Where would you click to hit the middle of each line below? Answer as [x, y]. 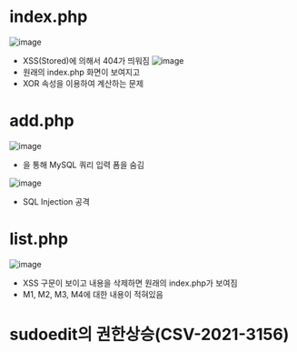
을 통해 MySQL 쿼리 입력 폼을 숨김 [84, 165]
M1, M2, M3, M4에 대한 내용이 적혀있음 [93, 294]
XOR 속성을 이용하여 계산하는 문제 [83, 83]
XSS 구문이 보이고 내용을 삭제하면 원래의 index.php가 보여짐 [130, 283]
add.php [42, 121]
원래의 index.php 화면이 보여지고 [81, 72]
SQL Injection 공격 [56, 201]
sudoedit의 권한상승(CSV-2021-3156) [149, 335]
